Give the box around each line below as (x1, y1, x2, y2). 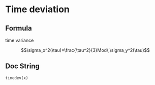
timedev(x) (5, 75, 28, 80)
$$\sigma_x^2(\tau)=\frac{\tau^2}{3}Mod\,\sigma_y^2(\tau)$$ (21, 47, 150, 53)
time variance (5, 37, 34, 43)
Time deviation (5, 4, 70, 15)
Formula (5, 24, 32, 33)
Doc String (5, 62, 40, 71)
